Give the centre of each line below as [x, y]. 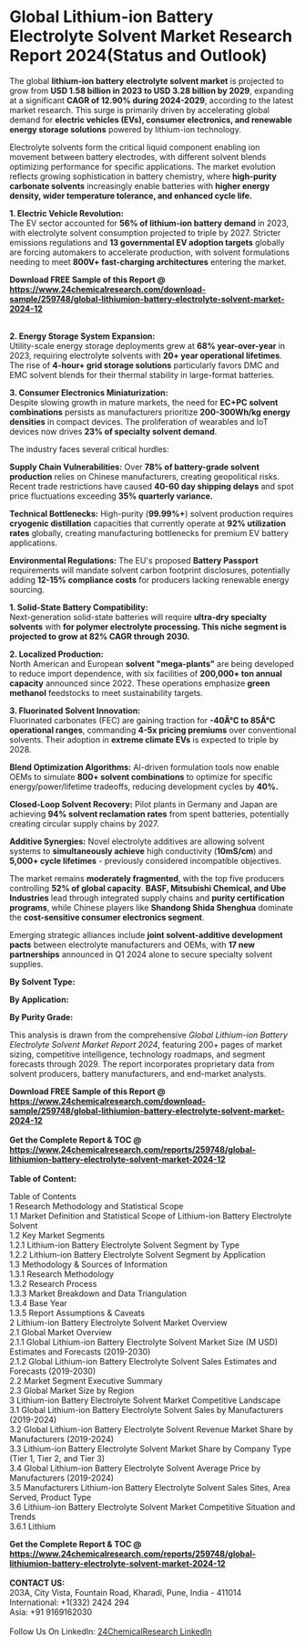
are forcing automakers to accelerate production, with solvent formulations [150, 252]
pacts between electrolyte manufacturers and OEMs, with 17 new [132, 944]
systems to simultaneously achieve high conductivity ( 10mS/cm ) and [141, 850]
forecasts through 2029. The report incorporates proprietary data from [142, 1064]
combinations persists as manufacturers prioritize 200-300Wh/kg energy [150, 412]
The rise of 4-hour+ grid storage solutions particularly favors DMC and [144, 365]
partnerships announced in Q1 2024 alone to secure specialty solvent [141, 954]
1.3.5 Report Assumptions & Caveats [77, 1313]
